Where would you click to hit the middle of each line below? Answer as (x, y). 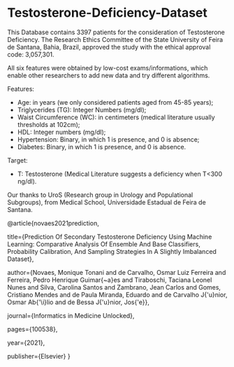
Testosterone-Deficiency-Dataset (108, 13)
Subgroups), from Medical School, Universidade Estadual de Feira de (107, 202)
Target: (17, 160)
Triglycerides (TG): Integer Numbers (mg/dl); (82, 110)
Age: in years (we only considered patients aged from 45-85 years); (115, 102)
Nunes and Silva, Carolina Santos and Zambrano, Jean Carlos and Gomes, (114, 287)
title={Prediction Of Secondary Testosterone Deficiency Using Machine (110, 237)
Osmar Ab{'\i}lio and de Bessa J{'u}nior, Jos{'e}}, (79, 302)
